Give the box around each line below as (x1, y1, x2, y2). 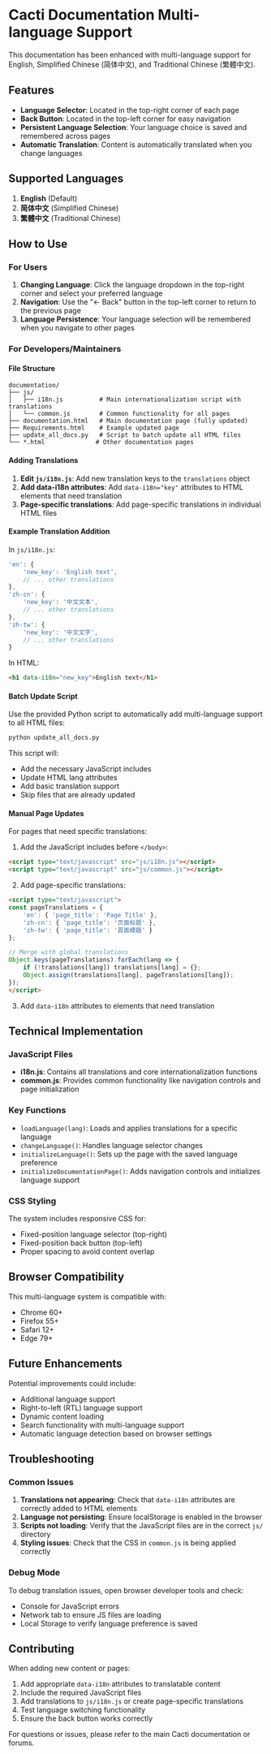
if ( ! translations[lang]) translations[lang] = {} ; (23, 964, 201, 972)
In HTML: (8, 658, 40, 667)
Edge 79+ (19, 1333, 54, 1343)
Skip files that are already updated (19, 790, 135, 800)
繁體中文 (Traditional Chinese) (19, 213, 121, 222)
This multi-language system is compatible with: (8, 1291, 166, 1301)
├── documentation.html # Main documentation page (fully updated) (8, 417, 249, 426)
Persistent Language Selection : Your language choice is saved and (19, 122, 247, 132)
